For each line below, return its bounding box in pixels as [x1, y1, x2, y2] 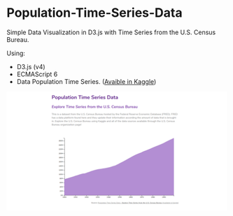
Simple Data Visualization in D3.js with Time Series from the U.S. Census [6, 28, 216, 36]
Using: [6, 49, 26, 57]
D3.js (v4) [16, 62, 46, 71]
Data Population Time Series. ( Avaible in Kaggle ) [16, 77, 157, 85]
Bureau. [6, 35, 29, 43]
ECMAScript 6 [16, 70, 58, 78]
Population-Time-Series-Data [6, 5, 183, 21]
